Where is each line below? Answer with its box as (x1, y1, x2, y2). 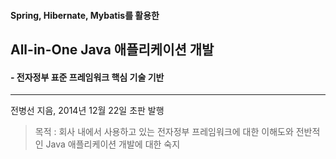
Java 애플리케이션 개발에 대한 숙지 (45, 138, 181, 150)
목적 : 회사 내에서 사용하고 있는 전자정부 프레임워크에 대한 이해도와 (34, 126, 294, 138)
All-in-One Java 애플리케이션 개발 (10, 41, 215, 58)
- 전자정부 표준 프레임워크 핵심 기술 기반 (10, 71, 165, 83)
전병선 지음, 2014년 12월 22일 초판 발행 (10, 105, 165, 117)
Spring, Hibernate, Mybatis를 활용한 (10, 9, 160, 21)
